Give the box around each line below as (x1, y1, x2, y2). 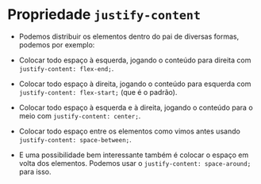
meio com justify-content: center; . (18, 111, 141, 120)
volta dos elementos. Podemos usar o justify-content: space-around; (18, 158, 251, 167)
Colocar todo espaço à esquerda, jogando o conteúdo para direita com (18, 55, 251, 65)
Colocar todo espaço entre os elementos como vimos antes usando (18, 126, 241, 136)
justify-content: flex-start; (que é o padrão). (18, 87, 178, 96)
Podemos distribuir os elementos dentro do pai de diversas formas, (18, 32, 240, 41)
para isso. (18, 167, 52, 176)
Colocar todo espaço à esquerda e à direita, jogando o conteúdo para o (18, 103, 253, 112)
